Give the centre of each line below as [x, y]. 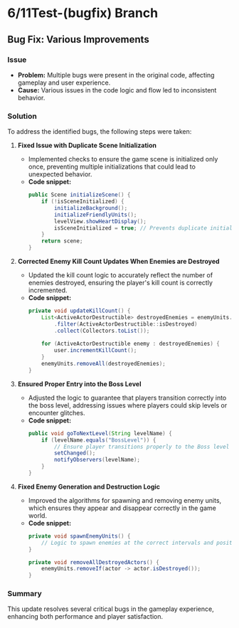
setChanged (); [75, 453]
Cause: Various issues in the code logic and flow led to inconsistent [117, 90]
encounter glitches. [57, 413]
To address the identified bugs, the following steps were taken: [100, 132]
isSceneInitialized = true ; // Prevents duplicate [131, 228]
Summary [25, 594]
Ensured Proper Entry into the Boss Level [79, 384]
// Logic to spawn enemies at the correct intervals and [127, 543]
